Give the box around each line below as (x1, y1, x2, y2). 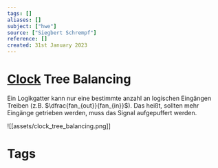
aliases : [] (7, 16, 41, 23)
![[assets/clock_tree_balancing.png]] (7, 121, 111, 130)
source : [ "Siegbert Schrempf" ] (7, 29, 97, 36)
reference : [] (7, 36, 48, 43)
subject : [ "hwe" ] (7, 23, 57, 29)
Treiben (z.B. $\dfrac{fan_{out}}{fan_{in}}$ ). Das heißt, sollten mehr (7, 101, 199, 110)
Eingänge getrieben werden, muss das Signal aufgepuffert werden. (7, 108, 197, 117)
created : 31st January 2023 (7, 42, 88, 49)
